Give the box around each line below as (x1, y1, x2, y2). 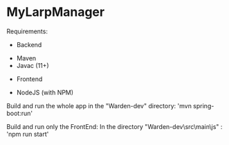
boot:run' (6, 109, 33, 117)
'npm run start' (6, 130, 49, 138)
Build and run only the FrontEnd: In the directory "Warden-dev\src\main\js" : (6, 122, 223, 130)
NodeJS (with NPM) (16, 88, 74, 96)
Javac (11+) (16, 61, 49, 69)
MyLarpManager (6, 4, 105, 20)
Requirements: (6, 27, 48, 35)
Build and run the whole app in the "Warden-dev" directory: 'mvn (6, 101, 192, 110)
